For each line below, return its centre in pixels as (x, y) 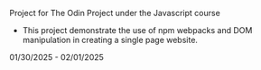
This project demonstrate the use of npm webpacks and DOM (137, 30)
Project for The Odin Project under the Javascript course (115, 13)
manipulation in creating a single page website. (110, 40)
